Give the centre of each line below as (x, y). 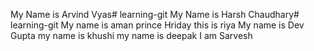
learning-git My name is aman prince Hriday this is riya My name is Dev (157, 25)
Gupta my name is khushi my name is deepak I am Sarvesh (131, 35)
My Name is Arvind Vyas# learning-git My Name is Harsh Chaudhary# (155, 14)
